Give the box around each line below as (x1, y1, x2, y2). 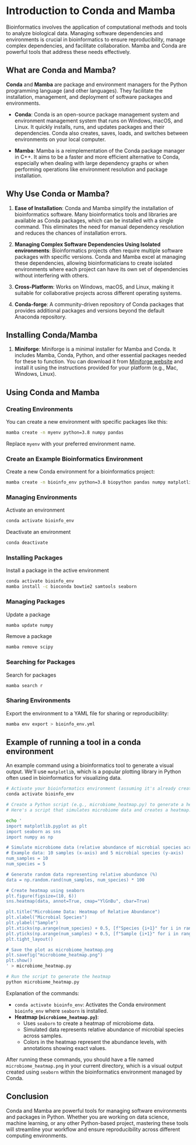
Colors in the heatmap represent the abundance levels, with (23, 1038, 167, 1045)
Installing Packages (6, 554, 63, 562)
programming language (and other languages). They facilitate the (6, 87, 163, 94)
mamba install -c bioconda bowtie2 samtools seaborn (6, 584, 137, 589)
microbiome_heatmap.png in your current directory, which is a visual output (6, 1062, 183, 1069)
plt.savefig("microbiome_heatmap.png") (6, 952, 103, 958)
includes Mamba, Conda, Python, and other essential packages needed (14, 352, 187, 359)
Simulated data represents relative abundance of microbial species (23, 1026, 184, 1033)
